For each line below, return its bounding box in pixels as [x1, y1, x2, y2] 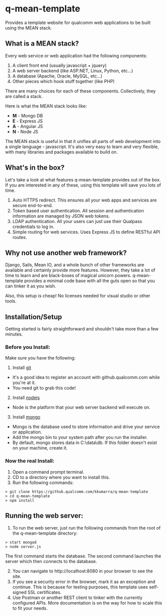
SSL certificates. [27, 589, 62, 595]
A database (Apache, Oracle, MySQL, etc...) [12, 73, 103, 79]
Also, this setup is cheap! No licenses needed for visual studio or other [5, 293, 151, 299]
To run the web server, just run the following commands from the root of [12, 524, 161, 530]
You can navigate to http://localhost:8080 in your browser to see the [12, 568, 153, 574]
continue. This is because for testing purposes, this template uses [12, 583, 148, 590]
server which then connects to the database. [5, 558, 97, 564]
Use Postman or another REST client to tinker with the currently [12, 594, 143, 600]
